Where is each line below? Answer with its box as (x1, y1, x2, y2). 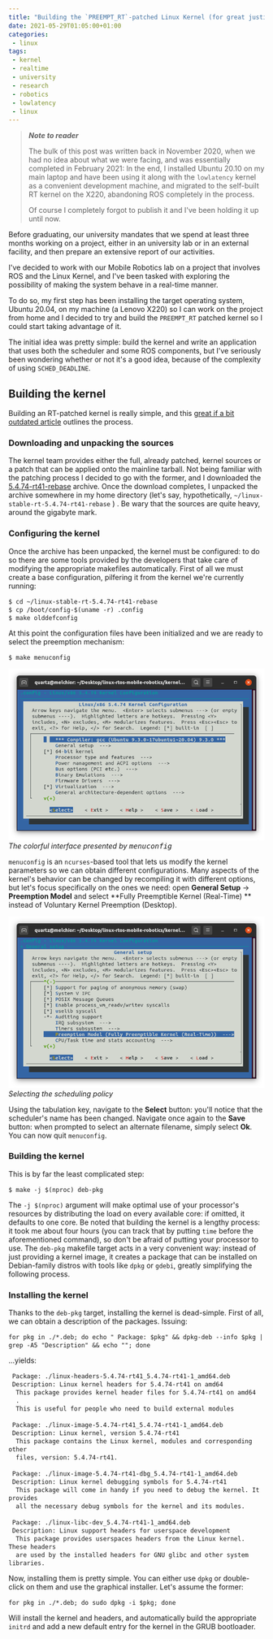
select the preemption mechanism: (8, 636, 124, 646)
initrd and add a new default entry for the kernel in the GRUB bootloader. (8, 1622, 256, 1632)
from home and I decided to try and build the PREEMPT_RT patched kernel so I (8, 313, 262, 323)
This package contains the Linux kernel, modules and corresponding (15, 1437, 253, 1446)
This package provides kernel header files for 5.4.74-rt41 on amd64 (15, 1389, 256, 1397)
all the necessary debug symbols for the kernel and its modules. (15, 1502, 245, 1511)
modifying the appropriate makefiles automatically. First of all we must (8, 563, 244, 573)
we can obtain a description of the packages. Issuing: (8, 1316, 188, 1326)
